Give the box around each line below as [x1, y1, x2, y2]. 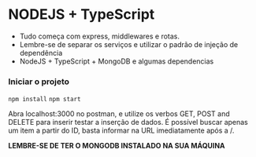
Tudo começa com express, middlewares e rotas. [19, 31, 180, 41]
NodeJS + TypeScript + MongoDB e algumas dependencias [19, 57, 214, 66]
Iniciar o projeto [8, 76, 69, 87]
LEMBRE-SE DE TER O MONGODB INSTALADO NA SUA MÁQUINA [8, 141, 226, 151]
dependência [19, 48, 63, 57]
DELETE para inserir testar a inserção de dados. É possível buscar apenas [8, 118, 248, 127]
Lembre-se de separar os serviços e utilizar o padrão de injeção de [19, 39, 239, 49]
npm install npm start [8, 96, 81, 104]
